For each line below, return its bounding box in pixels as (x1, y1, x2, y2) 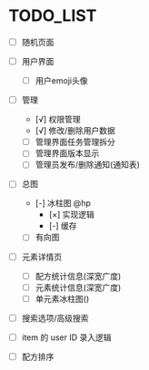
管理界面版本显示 (35, 148, 100, 159)
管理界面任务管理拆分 (35, 137, 115, 148)
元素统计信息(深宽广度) (35, 282, 122, 293)
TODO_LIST (8, 5, 97, 26)
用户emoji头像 (35, 75, 88, 86)
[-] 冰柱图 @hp (35, 198, 92, 209)
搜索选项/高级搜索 (21, 312, 89, 323)
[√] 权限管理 (35, 114, 81, 125)
